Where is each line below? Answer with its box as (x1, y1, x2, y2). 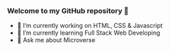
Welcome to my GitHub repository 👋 (7, 6, 129, 16)
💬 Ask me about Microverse (16, 36, 96, 44)
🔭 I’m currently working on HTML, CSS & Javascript (16, 22, 163, 30)
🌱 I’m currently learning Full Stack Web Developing (16, 29, 160, 37)
